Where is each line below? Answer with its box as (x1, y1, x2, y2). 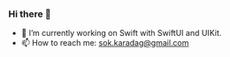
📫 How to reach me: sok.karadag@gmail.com (20, 38, 189, 48)
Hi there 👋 (8, 8, 52, 20)
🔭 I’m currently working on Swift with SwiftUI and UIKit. (20, 28, 222, 39)
